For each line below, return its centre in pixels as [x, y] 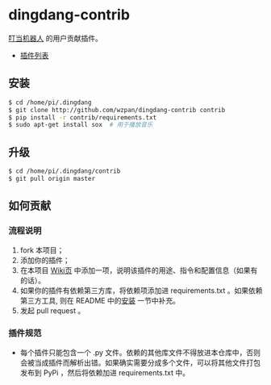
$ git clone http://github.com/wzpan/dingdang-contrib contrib [117, 110]
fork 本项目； [42, 250]
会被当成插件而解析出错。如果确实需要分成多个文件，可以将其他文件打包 [140, 362]
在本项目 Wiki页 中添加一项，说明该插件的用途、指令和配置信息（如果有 [139, 270]
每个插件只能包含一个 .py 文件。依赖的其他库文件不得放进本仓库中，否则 [140, 352]
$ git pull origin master [52, 178]
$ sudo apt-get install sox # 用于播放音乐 [81, 125]
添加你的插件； [45, 260]
